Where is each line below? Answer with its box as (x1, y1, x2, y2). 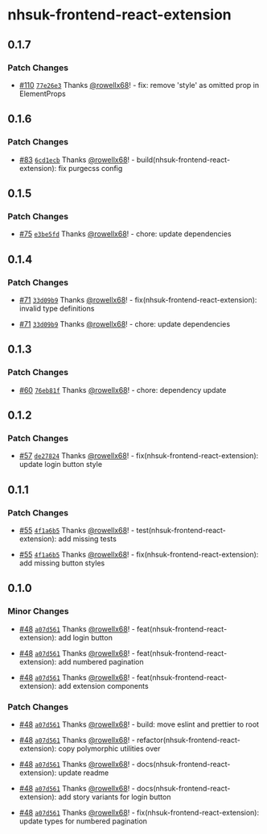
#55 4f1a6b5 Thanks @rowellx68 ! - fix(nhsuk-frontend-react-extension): (18, 550, 259, 559)
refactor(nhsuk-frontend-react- (137, 735, 240, 744)
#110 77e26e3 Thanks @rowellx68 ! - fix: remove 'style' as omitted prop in (18, 80, 259, 90)
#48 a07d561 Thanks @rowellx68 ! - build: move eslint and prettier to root (18, 719, 259, 729)
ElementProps (18, 89, 66, 98)
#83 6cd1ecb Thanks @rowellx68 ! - (18, 155, 135, 165)
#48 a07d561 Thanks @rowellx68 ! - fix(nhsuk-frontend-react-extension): (18, 807, 259, 817)
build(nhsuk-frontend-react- (136, 155, 231, 165)
